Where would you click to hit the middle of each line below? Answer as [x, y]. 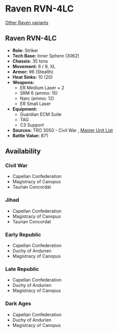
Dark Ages [18, 303]
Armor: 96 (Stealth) [33, 72]
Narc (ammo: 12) [37, 98]
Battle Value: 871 [30, 135]
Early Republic [23, 234]
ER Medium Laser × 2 [42, 88]
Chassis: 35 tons [30, 61]
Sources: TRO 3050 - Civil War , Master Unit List [63, 130]
